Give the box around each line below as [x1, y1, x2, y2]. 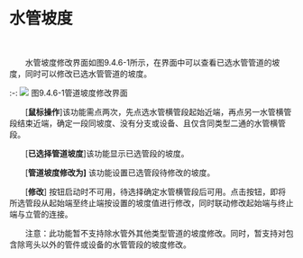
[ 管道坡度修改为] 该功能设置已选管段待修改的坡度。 [25, 167, 216, 178]
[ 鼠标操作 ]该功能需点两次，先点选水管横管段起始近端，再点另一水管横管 [25, 106, 292, 117]
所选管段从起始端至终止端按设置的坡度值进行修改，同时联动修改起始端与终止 [9, 197, 294, 208]
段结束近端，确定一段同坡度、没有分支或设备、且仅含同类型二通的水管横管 [9, 118, 286, 129]
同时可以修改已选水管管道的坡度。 [24, 68, 151, 79]
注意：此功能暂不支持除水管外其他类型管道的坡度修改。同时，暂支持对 [25, 227, 286, 238]
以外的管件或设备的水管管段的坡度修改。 [40, 239, 191, 250]
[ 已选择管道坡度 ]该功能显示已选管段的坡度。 [25, 147, 189, 158]
